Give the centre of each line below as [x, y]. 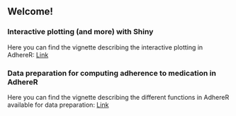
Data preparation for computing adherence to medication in [112, 73]
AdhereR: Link [28, 54]
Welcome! [30, 12]
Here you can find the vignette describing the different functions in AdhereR [118, 97]
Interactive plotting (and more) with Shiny [80, 32]
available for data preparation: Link [58, 105]
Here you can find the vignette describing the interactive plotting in [105, 47]
